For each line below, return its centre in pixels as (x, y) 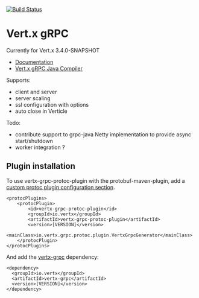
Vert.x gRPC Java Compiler (49, 68)
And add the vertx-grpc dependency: (52, 257)
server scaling (33, 98)
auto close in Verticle (41, 111)
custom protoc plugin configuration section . (61, 187)
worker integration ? (40, 147)
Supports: (19, 80)
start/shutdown (34, 141)
